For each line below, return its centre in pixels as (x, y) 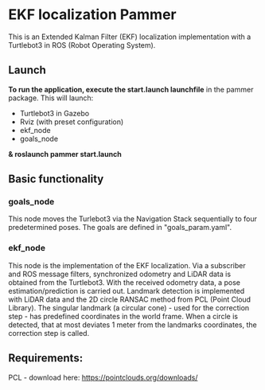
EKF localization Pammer (92, 15)
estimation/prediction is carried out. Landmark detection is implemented (127, 291)
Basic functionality (56, 179)
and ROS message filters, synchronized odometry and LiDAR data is (120, 274)
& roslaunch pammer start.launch (65, 154)
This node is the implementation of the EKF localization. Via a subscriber (127, 265)
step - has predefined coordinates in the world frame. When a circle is (123, 316)
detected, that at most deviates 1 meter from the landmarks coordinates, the (132, 325)
